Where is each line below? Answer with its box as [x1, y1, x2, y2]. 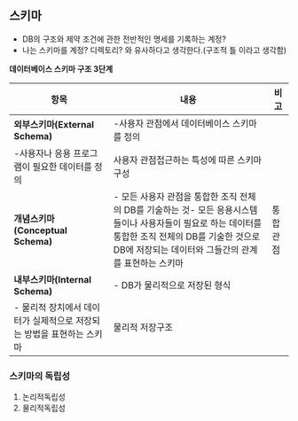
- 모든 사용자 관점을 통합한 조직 [113, 190, 238, 202]
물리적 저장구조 [113, 321, 173, 333]
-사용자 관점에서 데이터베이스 [113, 117, 231, 129]
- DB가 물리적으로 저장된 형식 [113, 278, 231, 291]
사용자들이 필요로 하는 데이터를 [140, 216, 263, 229]
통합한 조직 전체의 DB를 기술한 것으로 [113, 230, 260, 242]
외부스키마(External [13, 118, 95, 130]
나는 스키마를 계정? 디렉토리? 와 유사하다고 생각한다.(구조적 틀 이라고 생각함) [21, 44, 286, 55]
